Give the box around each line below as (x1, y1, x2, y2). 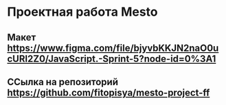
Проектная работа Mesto (7, 4, 158, 20)
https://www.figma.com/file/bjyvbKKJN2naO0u (7, 42, 219, 54)
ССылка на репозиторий (7, 76, 119, 88)
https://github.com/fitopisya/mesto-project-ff (7, 86, 210, 98)
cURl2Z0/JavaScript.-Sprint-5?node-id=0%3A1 (7, 53, 216, 65)
